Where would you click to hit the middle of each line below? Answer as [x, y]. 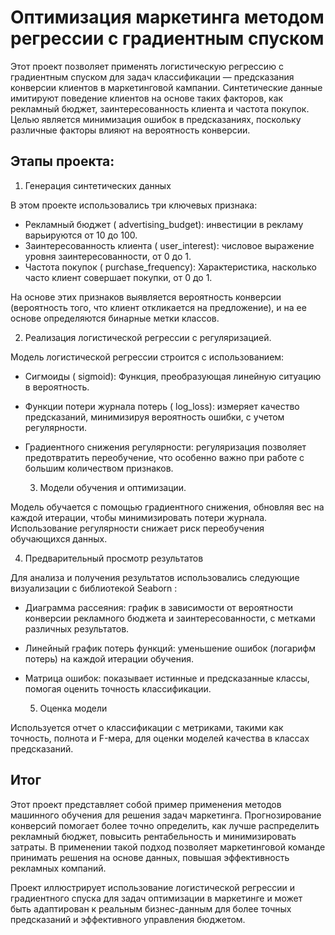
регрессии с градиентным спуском [167, 38]
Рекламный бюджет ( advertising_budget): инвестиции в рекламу [164, 224]
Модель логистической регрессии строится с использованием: [147, 357]
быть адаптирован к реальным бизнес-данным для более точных [151, 908]
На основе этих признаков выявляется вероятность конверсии [146, 297]
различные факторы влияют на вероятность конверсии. [130, 130]
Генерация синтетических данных [98, 185]
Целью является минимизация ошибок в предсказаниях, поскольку [156, 119]
